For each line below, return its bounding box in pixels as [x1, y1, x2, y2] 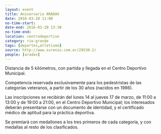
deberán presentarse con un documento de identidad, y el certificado [5, 104, 144, 110]
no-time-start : [5, 20, 36, 26]
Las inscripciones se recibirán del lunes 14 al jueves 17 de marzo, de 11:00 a [5, 94, 156, 100]
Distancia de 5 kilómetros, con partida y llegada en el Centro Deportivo [5, 65, 147, 71]
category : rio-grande [5, 39, 49, 44]
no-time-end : [5, 30, 32, 34]
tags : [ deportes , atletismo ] [5, 43, 62, 48]
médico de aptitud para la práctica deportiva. [5, 110, 96, 116]
